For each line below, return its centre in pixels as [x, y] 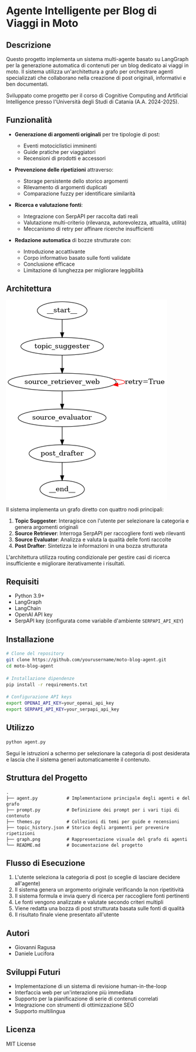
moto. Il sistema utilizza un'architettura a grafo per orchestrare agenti [90, 71]
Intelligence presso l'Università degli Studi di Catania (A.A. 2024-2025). [92, 102]
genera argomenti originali [46, 527]
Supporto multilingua [40, 1011]
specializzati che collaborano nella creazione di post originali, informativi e [96, 78]
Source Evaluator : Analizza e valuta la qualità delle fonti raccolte [93, 540]
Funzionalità [29, 120]
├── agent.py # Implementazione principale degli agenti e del [98, 798]
